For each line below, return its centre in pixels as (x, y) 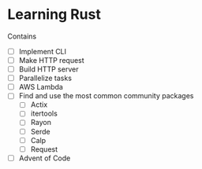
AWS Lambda (41, 87)
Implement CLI (43, 51)
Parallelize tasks (45, 78)
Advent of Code (45, 158)
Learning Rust (54, 15)
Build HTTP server (49, 69)
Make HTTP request (51, 60)
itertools (44, 114)
